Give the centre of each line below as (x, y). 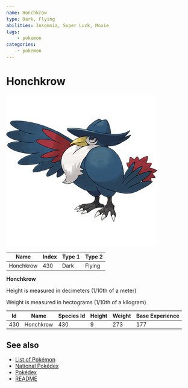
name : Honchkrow (27, 13)
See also (23, 345)
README (26, 379)
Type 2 (94, 257)
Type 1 (71, 257)
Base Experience (158, 316)
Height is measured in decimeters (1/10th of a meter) (71, 291)
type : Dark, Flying (31, 19)
